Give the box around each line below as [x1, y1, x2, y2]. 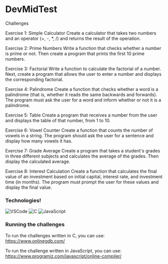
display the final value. [5, 184, 52, 190]
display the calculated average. [5, 158, 71, 165]
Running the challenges [5, 221, 65, 228]
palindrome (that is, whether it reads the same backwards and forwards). [5, 91, 157, 97]
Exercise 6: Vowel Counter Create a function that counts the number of [5, 127, 153, 133]
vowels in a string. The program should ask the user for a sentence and [5, 132, 154, 138]
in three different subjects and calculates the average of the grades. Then [5, 153, 159, 159]
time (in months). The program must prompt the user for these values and [5, 179, 159, 185]
